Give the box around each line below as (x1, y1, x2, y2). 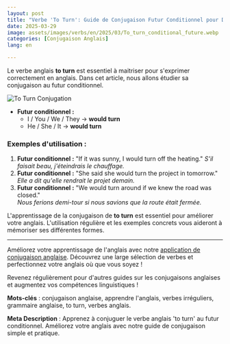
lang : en (7, 42, 32, 49)
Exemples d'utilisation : (7, 139, 87, 148)
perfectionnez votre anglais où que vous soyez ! (7, 261, 142, 269)
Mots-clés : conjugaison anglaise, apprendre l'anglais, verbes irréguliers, (7, 294, 214, 302)
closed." (16, 191, 41, 199)
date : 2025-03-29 (7, 23, 57, 29)
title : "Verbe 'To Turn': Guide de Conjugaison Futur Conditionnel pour (7, 16, 219, 23)
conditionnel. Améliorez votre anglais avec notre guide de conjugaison (7, 322, 205, 330)
